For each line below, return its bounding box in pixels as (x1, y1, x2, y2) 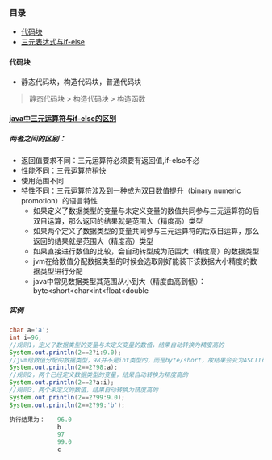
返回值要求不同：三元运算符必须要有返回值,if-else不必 (20, 156, 200, 165)
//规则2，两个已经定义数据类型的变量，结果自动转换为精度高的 (9, 371, 189, 379)
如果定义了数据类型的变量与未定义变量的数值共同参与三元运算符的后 (32, 206, 260, 215)
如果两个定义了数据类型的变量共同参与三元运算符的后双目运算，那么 (32, 226, 260, 236)
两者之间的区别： (9, 133, 66, 143)
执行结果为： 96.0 (9, 416, 72, 424)
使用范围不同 (20, 176, 64, 186)
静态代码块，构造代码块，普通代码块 (20, 77, 142, 86)
